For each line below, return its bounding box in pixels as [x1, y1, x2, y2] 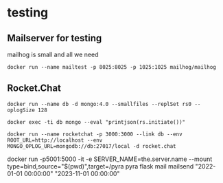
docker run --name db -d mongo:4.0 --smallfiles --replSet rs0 [7, 100, 192, 107]
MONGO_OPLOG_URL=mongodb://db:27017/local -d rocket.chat [7, 142, 176, 149]
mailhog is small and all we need [7, 50, 99, 58]
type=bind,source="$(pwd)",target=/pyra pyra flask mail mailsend [7, 162, 194, 170]
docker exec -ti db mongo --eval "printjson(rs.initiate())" [7, 118, 186, 125]
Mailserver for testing [7, 32, 102, 44]
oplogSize [7, 107, 36, 114]
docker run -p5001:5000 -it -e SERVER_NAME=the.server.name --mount [7, 155, 213, 163]
